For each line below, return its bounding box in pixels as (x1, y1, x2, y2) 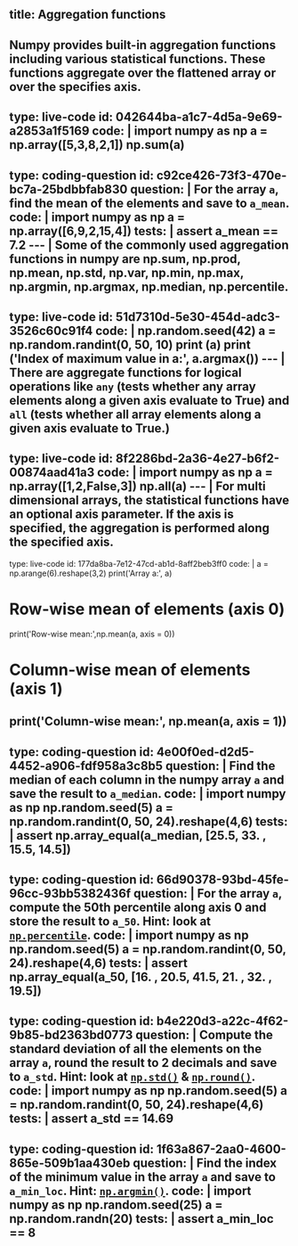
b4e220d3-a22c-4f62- (156, 1013, 289, 1029)
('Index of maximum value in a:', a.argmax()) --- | (9, 351, 286, 366)
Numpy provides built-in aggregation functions (9, 37, 277, 53)
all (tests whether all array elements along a (9, 406, 262, 422)
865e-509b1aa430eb (9, 1155, 131, 1170)
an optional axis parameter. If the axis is (9, 507, 234, 522)
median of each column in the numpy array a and (9, 772, 285, 787)
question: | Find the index (133, 1155, 278, 1170)
